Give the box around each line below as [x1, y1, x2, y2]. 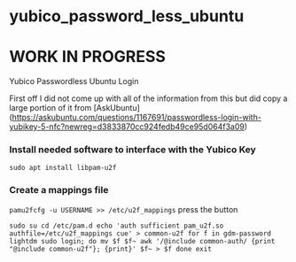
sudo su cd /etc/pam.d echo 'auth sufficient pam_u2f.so [9, 221, 224, 230]
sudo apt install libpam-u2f [9, 164, 117, 173]
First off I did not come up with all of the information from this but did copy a [9, 93, 288, 104]
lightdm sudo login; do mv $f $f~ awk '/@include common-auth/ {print [9, 236, 276, 245]
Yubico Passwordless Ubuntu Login [9, 76, 139, 87]
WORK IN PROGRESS [9, 47, 167, 67]
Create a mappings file [9, 184, 109, 196]
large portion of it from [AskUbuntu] [9, 103, 140, 113]
